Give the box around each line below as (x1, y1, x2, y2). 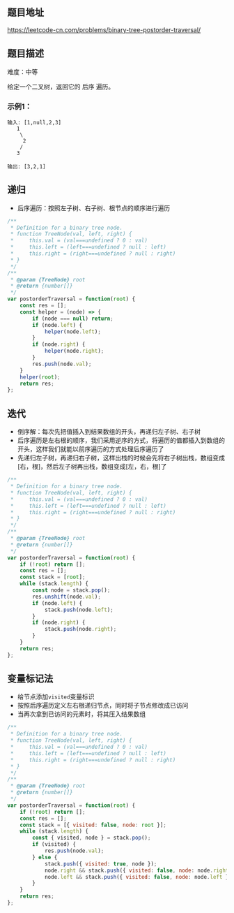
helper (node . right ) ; (44, 348, 104, 355)
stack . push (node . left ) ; (44, 606, 114, 613)
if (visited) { (32, 841, 77, 848)
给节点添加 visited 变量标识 (17, 692, 95, 701)
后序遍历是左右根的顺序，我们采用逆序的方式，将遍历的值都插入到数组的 (17, 436, 225, 445)
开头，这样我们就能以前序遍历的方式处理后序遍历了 (17, 445, 164, 453)
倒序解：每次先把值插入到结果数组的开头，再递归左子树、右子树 (17, 428, 201, 436)
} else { (32, 854, 58, 861)
